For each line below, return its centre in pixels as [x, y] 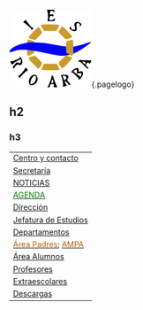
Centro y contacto [46, 158]
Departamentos [41, 232]
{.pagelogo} [113, 84]
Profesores [33, 269]
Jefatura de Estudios [50, 220]
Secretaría [32, 170]
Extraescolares [40, 281]
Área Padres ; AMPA [48, 244]
